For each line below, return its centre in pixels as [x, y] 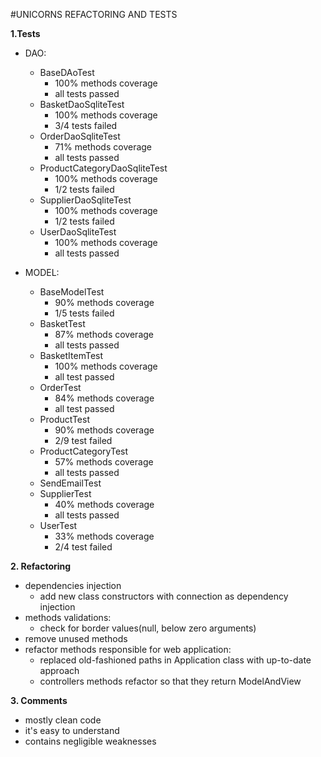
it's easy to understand [72, 730]
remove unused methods [76, 638]
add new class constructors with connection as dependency [164, 596]
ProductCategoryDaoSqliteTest [103, 168]
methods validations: [68, 617]
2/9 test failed [83, 440]
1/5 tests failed [84, 313]
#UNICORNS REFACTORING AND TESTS [94, 14]
